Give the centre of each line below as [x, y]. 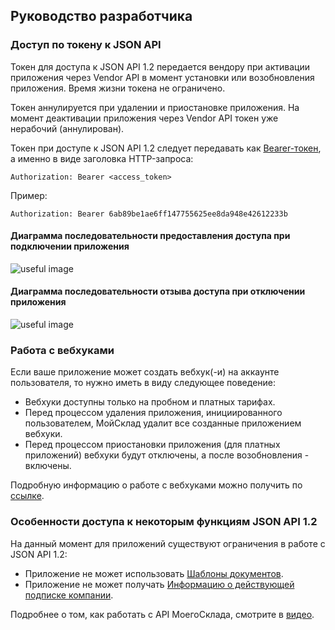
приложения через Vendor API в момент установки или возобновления [162, 77]
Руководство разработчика [101, 16]
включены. [48, 466]
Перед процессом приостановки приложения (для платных [152, 445]
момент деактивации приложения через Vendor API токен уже [144, 118]
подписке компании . [69, 595]
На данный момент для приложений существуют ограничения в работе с [168, 543]
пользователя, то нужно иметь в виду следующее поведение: [143, 383]
